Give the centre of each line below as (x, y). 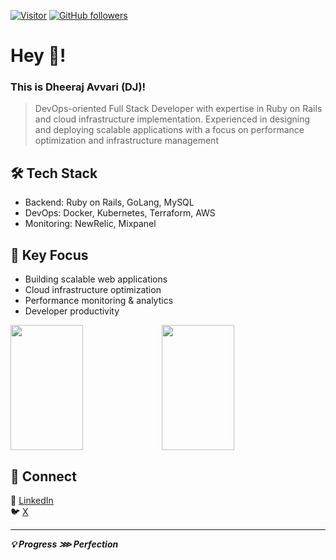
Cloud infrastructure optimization (93, 290)
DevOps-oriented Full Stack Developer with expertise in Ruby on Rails (178, 109)
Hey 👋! (38, 56)
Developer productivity (72, 311)
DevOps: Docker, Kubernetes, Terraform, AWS (120, 213)
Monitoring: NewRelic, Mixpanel (90, 224)
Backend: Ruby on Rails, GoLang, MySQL (109, 202)
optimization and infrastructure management (126, 141)
